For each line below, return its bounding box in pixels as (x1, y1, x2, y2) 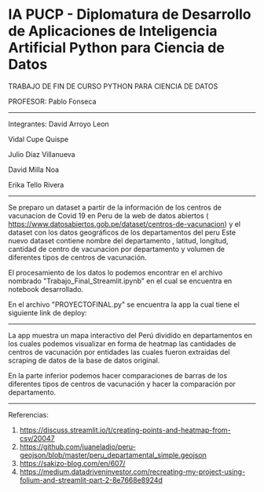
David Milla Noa (8, 165, 60, 174)
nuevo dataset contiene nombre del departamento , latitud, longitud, (8, 235, 229, 245)
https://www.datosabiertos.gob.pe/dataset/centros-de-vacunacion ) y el (8, 219, 241, 228)
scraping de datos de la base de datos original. (8, 355, 160, 365)
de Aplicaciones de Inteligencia (8, 22, 218, 40)
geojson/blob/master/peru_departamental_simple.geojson (19, 450, 207, 460)
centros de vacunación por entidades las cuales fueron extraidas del (8, 347, 230, 356)
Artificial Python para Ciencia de (8, 39, 225, 56)
